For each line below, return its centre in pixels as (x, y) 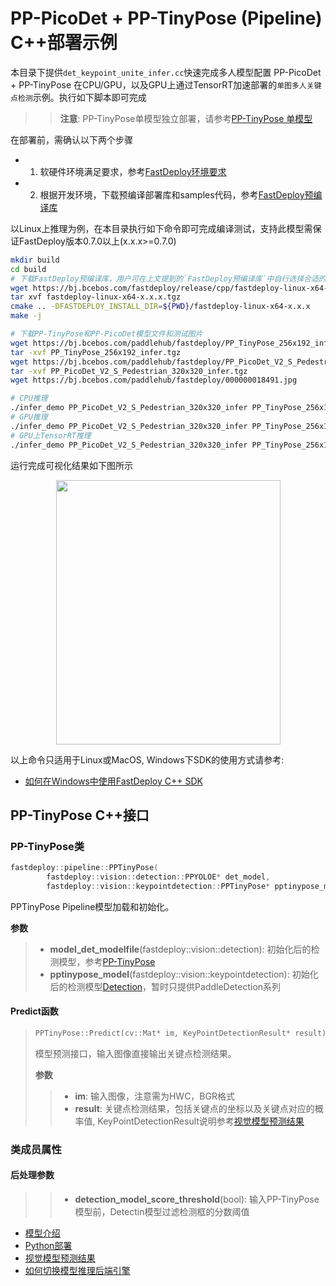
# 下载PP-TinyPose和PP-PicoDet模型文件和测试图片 (106, 334)
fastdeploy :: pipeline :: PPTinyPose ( (84, 868)
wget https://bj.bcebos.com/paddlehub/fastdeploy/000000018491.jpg (154, 380)
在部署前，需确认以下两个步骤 (71, 139)
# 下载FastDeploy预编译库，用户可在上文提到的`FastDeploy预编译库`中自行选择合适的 (168, 278)
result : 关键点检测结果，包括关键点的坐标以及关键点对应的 (194, 1108)
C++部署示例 (64, 43)
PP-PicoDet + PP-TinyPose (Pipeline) (166, 18)
